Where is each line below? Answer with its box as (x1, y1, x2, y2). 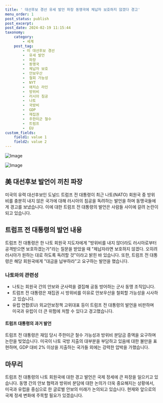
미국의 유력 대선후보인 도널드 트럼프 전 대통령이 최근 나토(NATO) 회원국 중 (5, 192, 146, 198)
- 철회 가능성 (22, 76, 48, 80)
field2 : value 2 (14, 139, 47, 145)
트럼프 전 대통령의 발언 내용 (5, 226, 82, 234)
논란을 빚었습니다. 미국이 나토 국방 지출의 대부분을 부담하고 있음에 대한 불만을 (5, 338, 152, 344)
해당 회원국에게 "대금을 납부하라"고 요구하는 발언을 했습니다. (14, 258, 129, 264)
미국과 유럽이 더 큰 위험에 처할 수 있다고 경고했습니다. (12, 308, 114, 314)
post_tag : (14, 44, 34, 49)
